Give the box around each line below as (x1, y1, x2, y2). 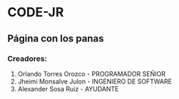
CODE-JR (7, 4, 64, 21)
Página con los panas (7, 33, 104, 45)
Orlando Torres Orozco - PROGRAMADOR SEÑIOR (17, 69, 166, 78)
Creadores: (7, 54, 48, 64)
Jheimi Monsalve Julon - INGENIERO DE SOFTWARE (17, 77, 173, 86)
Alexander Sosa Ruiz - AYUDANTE (17, 84, 119, 93)
